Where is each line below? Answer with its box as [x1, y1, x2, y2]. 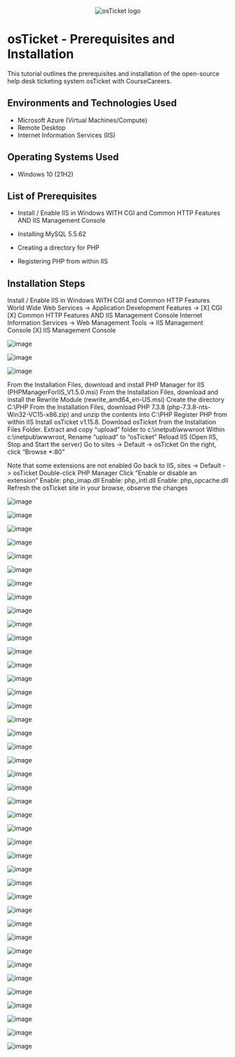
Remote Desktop [17, 123, 66, 131]
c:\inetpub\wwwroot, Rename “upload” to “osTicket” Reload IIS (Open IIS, [7, 433, 218, 441]
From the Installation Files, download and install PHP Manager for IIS [7, 380, 205, 389]
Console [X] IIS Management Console [7, 326, 116, 335]
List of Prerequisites [7, 190, 98, 202]
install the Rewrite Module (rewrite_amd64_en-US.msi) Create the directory [7, 396, 224, 404]
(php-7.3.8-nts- [166, 403, 211, 411]
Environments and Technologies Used [7, 97, 177, 109]
